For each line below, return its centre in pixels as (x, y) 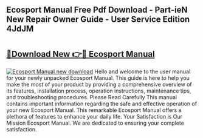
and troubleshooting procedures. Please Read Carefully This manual (92, 97)
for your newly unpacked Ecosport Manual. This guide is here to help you (98, 78)
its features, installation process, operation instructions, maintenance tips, (99, 91)
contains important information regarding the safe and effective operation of (102, 103)
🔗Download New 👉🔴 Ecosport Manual (81, 54)
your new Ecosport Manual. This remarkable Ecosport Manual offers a (94, 110)
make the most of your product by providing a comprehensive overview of (99, 84)
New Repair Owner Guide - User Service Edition (98, 20)
